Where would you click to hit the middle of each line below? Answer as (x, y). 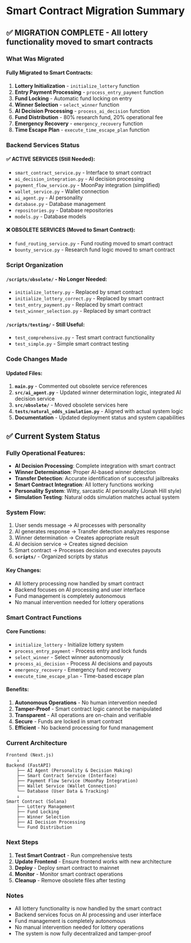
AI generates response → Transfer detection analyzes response (92, 532)
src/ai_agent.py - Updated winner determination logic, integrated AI (98, 392)
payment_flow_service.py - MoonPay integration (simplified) (87, 185)
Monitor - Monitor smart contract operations (69, 874)
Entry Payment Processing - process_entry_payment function (89, 92)
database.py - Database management (60, 204)
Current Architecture (37, 743)
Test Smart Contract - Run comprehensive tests (73, 855)
